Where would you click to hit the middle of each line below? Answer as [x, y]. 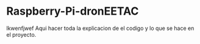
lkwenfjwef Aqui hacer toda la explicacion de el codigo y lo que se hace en [100, 28]
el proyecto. [21, 34]
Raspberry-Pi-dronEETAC [73, 11]
